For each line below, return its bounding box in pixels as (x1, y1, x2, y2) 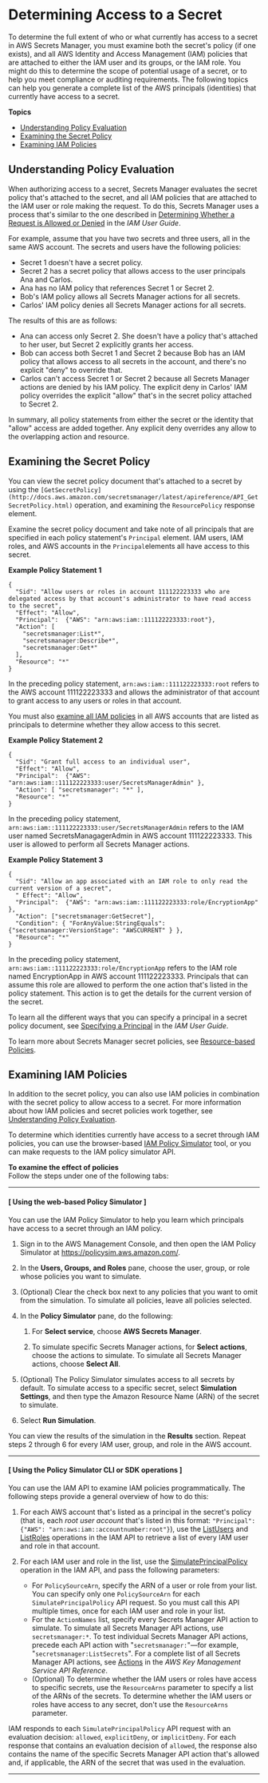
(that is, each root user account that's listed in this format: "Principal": (19, 1515, 256, 1525)
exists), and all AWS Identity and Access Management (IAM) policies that (8, 49, 248, 58)
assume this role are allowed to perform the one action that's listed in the (8, 980, 249, 989)
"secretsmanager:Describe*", (22, 636, 120, 645)
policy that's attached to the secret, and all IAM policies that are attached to (8, 192, 257, 202)
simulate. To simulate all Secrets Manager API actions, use (31, 1623, 224, 1633)
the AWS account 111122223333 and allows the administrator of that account (8, 687, 260, 697)
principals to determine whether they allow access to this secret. (8, 719, 221, 729)
